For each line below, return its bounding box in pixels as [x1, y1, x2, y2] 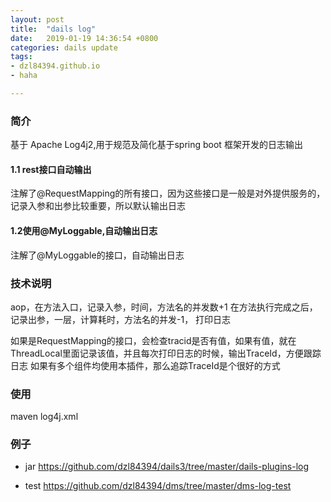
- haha [10, 71, 38, 81]
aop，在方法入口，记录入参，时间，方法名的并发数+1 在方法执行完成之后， [10, 301, 318, 313]
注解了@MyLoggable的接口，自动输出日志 [10, 249, 185, 261]
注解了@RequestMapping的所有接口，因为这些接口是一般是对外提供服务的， [10, 187, 326, 200]
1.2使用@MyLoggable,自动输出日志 [10, 224, 158, 236]
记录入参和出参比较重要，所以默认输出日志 [10, 200, 186, 212]
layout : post [10, 14, 65, 25]
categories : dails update [10, 42, 118, 53]
